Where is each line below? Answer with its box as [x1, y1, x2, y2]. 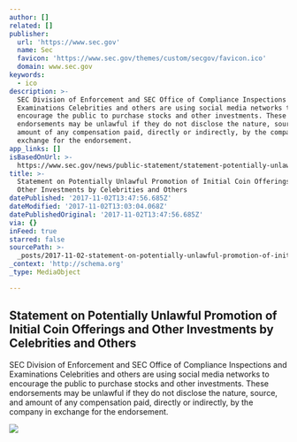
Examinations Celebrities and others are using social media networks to [9, 369, 270, 379]
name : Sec [17, 46, 53, 55]
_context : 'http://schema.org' [9, 260, 125, 269]
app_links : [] [9, 144, 62, 153]
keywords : [9, 71, 46, 80]
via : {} [9, 218, 38, 227]
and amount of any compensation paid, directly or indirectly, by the [9, 397, 254, 408]
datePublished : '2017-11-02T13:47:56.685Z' [9, 194, 172, 203]
